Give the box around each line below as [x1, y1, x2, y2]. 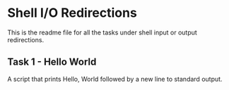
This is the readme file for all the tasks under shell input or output [7, 28, 198, 37]
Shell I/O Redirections [7, 5, 138, 21]
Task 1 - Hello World [7, 56, 97, 68]
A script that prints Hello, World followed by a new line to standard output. [7, 75, 223, 83]
